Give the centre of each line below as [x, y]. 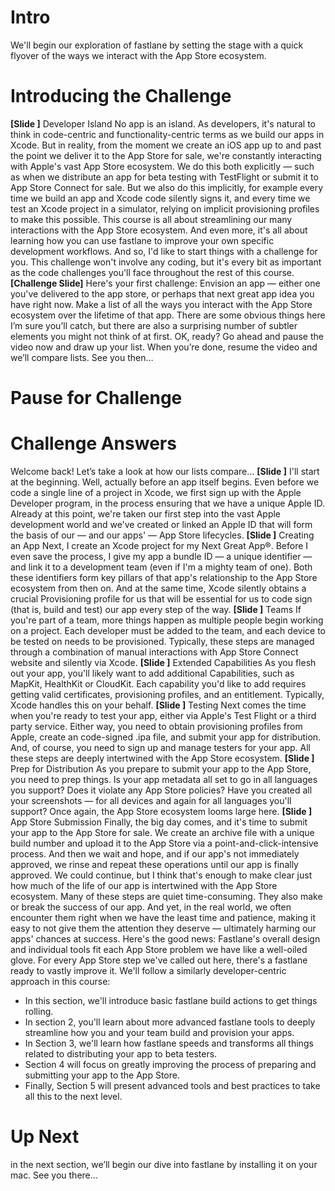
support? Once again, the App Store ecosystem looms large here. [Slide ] [161, 811]
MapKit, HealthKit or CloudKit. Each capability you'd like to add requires [158, 684]
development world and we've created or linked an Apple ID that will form [161, 524]
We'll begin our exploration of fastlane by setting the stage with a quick [157, 45]
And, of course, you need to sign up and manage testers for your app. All [160, 747]
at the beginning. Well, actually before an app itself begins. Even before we [165, 482]
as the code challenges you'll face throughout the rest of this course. [152, 272]
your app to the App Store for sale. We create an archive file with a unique [162, 832]
